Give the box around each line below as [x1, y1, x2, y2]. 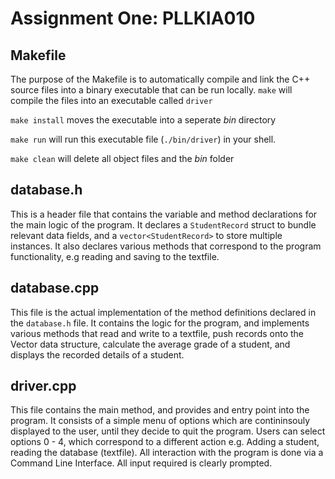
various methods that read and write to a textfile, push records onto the [10, 327, 304, 339]
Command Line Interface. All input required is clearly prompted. [10, 457, 273, 469]
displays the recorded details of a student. [10, 348, 185, 361]
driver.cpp [10, 378, 77, 395]
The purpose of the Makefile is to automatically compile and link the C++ [10, 73, 311, 85]
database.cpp [10, 280, 100, 297]
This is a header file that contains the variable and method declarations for [10, 208, 318, 220]
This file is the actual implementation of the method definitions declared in [10, 306, 317, 318]
